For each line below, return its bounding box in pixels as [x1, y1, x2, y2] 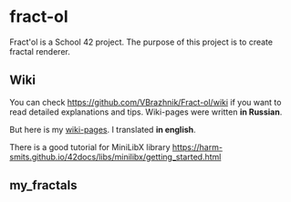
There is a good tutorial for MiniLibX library [9, 141, 171, 152]
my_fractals [9, 177, 78, 193]
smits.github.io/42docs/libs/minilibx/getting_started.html [9, 151, 222, 162]
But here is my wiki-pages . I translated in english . [9, 124, 196, 135]
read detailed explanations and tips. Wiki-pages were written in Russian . [9, 106, 283, 117]
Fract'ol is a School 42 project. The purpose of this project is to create [9, 36, 274, 47]
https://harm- [171, 141, 223, 152]
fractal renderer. [9, 45, 70, 56]
